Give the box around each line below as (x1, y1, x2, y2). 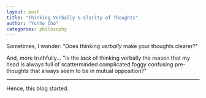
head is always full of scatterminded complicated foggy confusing (6, 61, 174, 68)
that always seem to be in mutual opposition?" (30, 68, 147, 75)
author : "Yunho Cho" (6, 20, 59, 26)
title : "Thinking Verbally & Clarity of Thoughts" (6, 15, 139, 21)
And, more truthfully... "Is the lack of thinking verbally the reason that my (6, 54, 190, 61)
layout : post (6, 9, 40, 15)
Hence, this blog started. (6, 85, 69, 92)
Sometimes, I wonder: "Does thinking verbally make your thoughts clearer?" (6, 43, 198, 50)
